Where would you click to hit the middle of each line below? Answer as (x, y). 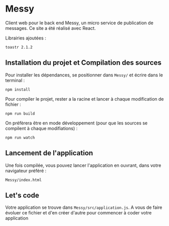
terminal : (15, 80)
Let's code (22, 195)
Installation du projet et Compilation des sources (83, 63)
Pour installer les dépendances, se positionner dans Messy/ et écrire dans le (84, 75)
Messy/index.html (24, 180)
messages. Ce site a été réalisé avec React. (51, 28)
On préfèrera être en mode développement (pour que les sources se (76, 123)
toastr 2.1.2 (19, 47)
